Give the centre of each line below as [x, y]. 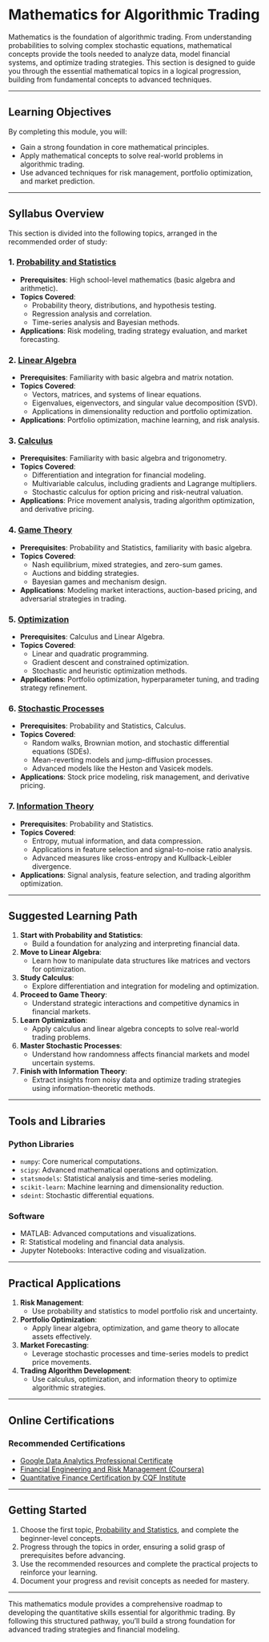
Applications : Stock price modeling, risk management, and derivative [134, 777]
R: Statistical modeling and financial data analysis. [102, 1242]
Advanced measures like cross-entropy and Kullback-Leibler [132, 858]
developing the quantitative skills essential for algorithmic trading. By [122, 1612]
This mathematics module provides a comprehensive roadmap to [115, 1604]
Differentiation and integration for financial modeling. [119, 475]
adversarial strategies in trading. [73, 598]
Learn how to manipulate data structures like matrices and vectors [141, 961]
